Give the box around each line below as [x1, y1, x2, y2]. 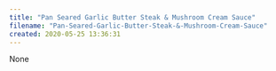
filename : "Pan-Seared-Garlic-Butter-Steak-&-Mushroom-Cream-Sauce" [9, 21, 268, 30]
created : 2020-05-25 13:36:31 [9, 29, 122, 38]
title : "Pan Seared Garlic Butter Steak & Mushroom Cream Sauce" [9, 12, 256, 22]
